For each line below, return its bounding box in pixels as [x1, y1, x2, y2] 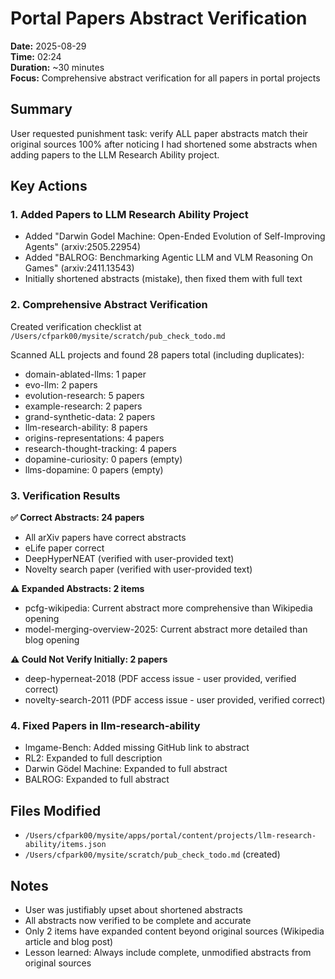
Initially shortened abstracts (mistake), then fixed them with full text [24, 273, 303, 285]
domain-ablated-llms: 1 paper [24, 368, 147, 380]
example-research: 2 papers [24, 400, 143, 412]
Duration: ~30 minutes [10, 61, 105, 73]
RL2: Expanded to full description [24, 752, 163, 764]
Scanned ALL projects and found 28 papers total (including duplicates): [10, 348, 305, 361]
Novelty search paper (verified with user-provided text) [24, 563, 253, 576]
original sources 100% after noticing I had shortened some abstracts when [10, 138, 318, 150]
